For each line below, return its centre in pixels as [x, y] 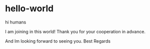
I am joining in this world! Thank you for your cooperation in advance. [75, 31]
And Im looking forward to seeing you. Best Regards [58, 41]
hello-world [30, 9]
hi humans [15, 22]
